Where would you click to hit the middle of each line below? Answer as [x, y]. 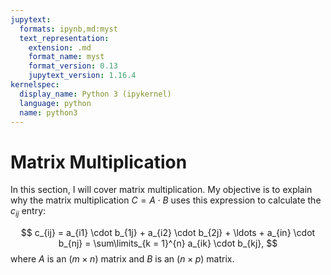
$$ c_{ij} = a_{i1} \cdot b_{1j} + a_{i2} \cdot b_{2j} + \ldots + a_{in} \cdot [168, 233]
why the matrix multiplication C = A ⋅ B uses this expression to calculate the [166, 200]
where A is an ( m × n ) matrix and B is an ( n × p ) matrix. [122, 259]
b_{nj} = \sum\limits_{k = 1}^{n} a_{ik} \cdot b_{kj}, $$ [168, 243]
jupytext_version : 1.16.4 [82, 76]
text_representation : [64, 38]
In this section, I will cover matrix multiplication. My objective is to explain [161, 190]
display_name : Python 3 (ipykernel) [95, 94]
